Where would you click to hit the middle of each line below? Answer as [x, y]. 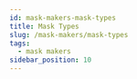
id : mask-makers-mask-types [63, 18]
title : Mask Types [44, 26]
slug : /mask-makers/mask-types [69, 35]
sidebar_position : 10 [51, 60]
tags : [20, 43]
